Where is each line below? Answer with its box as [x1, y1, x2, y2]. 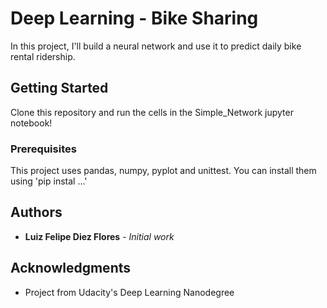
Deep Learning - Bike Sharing [10, 7, 259, 30]
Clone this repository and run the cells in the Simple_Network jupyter [10, 106, 294, 118]
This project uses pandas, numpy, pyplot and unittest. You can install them [10, 165, 317, 177]
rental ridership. [10, 50, 76, 62]
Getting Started [10, 80, 109, 97]
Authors [10, 204, 63, 221]
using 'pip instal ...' [10, 175, 88, 187]
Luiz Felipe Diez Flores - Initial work [24, 230, 175, 242]
